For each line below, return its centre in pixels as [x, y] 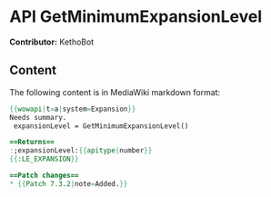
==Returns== [32, 143]
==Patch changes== [44, 175]
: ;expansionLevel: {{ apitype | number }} [81, 151]
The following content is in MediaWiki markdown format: [115, 92]
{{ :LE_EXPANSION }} [44, 159]
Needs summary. [38, 117]
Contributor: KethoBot [52, 42]
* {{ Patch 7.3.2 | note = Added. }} [69, 183]
